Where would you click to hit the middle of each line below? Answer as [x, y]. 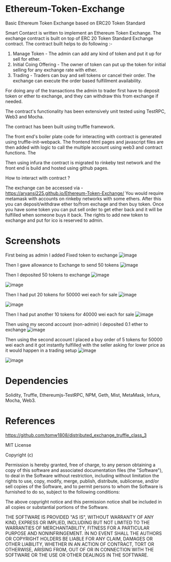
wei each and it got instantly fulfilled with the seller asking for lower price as [85, 345]
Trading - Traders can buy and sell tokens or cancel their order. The [84, 75]
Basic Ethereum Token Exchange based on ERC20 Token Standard [75, 23]
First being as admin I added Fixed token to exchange [62, 255]
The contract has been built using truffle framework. [60, 126]
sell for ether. [27, 59]
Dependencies [37, 381]
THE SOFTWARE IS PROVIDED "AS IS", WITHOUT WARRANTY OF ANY [80, 517]
